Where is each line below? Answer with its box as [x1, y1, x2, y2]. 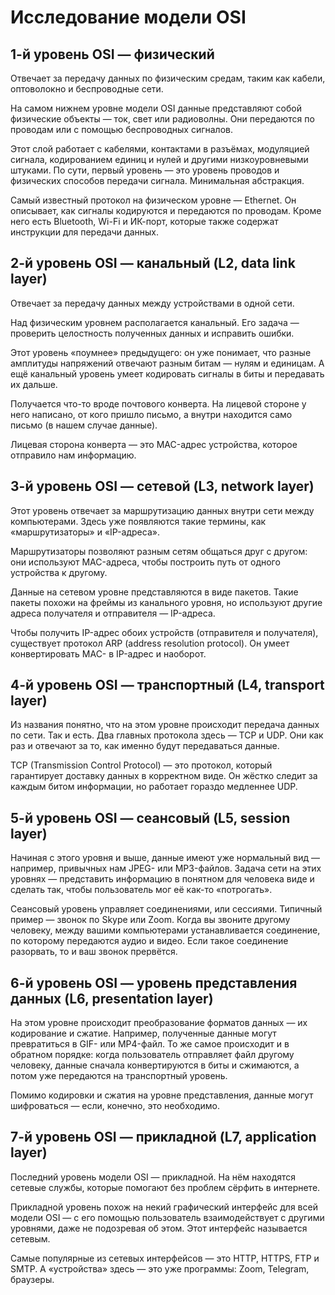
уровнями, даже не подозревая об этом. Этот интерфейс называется [10, 1222, 308, 1234]
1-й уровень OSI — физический [10, 46, 215, 63]
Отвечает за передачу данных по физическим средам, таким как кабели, [10, 72, 326, 84]
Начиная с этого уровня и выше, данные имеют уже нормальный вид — [10, 852, 320, 864]
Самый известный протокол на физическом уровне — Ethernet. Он [10, 194, 297, 206]
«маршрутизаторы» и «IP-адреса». [10, 526, 160, 538]
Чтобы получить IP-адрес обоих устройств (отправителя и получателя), [10, 626, 319, 638]
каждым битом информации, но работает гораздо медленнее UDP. [10, 781, 298, 793]
